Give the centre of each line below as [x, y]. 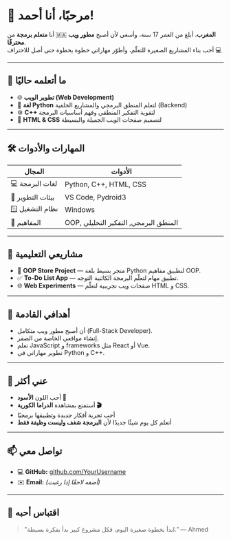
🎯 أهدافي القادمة [39, 314]
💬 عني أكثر [27, 381]
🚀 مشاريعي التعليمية [45, 254]
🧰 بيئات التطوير [33, 197]
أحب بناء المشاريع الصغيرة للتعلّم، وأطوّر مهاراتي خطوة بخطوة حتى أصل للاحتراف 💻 [114, 50]
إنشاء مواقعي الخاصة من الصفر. [58, 338]
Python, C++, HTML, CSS [106, 184]
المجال [34, 171]
